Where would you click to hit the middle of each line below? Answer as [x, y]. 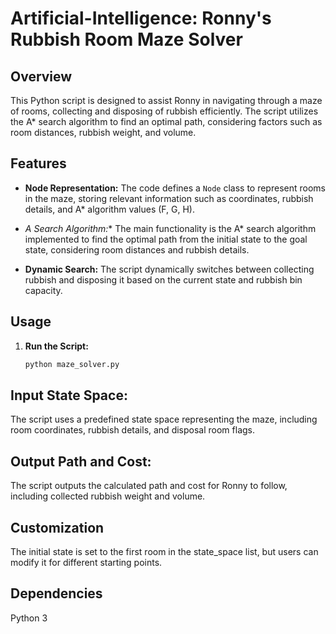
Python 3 [29, 618]
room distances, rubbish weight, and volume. [103, 132]
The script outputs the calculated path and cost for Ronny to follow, [149, 486]
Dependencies [56, 593]
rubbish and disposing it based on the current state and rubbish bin [163, 279]
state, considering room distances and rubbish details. [137, 249]
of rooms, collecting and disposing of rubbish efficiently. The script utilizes [164, 111]
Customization [57, 527]
